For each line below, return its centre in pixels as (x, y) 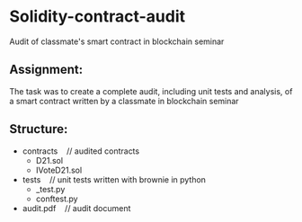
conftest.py (57, 199)
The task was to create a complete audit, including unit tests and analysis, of (151, 91)
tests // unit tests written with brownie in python (114, 179)
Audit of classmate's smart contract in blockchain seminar (117, 41)
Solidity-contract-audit (98, 17)
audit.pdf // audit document (76, 208)
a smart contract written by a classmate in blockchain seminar (124, 101)
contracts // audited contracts (81, 151)
